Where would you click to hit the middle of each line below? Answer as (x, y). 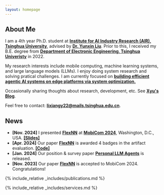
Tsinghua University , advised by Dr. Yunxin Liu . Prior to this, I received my (81, 46)
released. (21, 158)
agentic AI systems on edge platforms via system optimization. (70, 81)
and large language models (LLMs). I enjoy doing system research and (76, 71)
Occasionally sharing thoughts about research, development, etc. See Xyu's (82, 91)
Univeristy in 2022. (25, 57)
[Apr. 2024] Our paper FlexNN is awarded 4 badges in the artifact (79, 143)
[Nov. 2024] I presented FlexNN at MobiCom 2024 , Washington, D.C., (83, 133)
